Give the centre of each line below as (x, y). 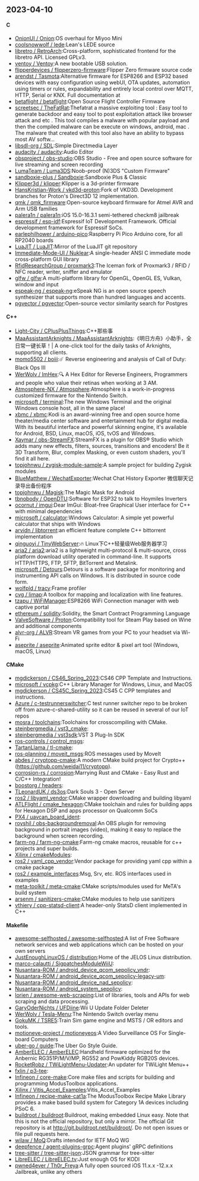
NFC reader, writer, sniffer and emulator (63, 271)
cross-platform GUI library (47, 259)
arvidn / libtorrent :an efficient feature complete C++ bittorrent (90, 530)
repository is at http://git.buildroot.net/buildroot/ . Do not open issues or (102, 1128)
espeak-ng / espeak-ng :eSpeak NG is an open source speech (90, 290)
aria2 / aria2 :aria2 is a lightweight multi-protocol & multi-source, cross (101, 550)
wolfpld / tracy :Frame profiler (50, 588)
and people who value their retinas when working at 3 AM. (86, 383)
